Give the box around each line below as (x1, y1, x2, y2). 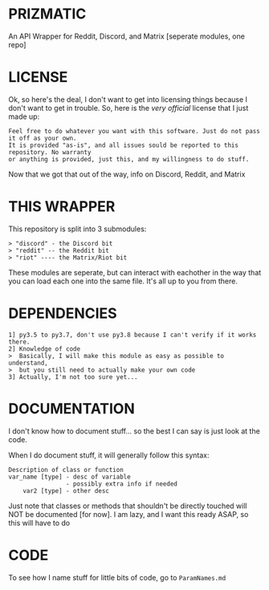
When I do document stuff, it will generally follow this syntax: (8, 450, 210, 460)
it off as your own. (8, 134, 78, 142)
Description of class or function (8, 466, 124, 474)
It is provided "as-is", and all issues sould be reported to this (8, 141, 239, 149)
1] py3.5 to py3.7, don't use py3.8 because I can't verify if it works (8, 331, 257, 339)
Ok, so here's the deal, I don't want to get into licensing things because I (8, 94, 247, 104)
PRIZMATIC (8, 5, 87, 23)
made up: (8, 112, 40, 121)
